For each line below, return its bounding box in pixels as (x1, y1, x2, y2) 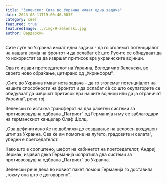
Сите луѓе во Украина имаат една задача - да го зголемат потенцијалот (5, 45, 159, 50)
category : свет (5, 17, 37, 22)
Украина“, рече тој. (5, 96, 46, 102)
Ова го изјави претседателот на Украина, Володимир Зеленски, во (5, 65, 149, 71)
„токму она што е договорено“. (5, 172, 71, 178)
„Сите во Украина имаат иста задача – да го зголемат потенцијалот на (5, 80, 156, 86)
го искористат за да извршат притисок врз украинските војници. (5, 55, 144, 61)
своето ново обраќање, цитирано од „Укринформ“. (5, 70, 114, 76)
